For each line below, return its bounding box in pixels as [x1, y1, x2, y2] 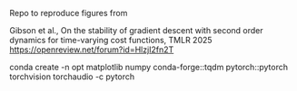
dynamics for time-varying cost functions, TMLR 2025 [9, 35, 213, 45]
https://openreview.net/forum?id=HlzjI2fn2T [9, 44, 174, 55]
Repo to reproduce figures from [9, 8, 128, 18]
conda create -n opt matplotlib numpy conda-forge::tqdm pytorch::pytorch [9, 62, 289, 72]
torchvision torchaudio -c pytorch [9, 71, 135, 82]
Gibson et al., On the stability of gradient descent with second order [9, 25, 263, 35]
